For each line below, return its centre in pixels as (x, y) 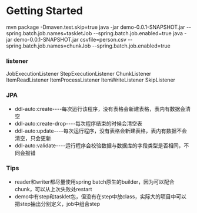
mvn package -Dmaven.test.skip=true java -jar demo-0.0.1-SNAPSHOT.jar (96, 27)
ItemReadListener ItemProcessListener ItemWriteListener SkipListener (91, 80)
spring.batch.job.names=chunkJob (49, 46)
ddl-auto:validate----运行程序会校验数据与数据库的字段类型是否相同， (99, 146)
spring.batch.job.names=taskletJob (49, 33)
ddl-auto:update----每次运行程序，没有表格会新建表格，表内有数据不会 (101, 131)
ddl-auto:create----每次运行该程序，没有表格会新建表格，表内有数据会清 (103, 109)
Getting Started (45, 11)
